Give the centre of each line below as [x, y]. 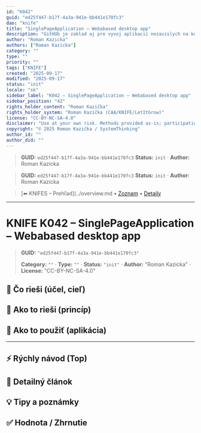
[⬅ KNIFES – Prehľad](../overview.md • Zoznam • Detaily [91, 193]
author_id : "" [24, 135]
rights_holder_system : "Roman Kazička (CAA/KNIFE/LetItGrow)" [85, 112]
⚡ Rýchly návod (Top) [47, 358]
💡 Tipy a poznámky [43, 402]
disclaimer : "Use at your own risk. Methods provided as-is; [84, 124]
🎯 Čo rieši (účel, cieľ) [46, 290]
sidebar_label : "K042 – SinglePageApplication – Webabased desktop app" [99, 95]
